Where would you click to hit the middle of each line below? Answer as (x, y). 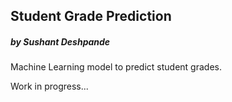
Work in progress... (49, 86)
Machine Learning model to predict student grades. (116, 67)
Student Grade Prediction (91, 16)
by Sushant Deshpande (60, 41)
